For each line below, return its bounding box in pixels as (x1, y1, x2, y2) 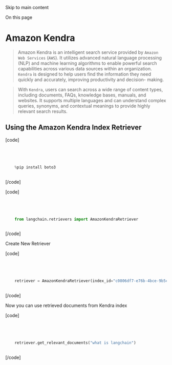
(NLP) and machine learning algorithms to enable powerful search (17, 60, 157, 66)
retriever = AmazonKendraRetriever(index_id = (14, 278, 114, 284)
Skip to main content (5, 5, 49, 10)
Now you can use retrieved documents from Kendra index (5, 302, 127, 309)
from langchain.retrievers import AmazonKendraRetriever (14, 217, 139, 222)
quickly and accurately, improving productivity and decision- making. (17, 76, 164, 83)
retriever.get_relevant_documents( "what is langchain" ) (14, 340, 137, 345)
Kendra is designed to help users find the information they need (17, 71, 152, 77)
